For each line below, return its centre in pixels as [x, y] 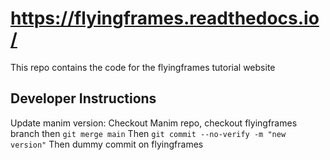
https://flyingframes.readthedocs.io [165, 18]
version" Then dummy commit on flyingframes [107, 144]
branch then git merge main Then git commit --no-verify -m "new [148, 133]
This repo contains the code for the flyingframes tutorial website [143, 67]
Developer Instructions [83, 98]
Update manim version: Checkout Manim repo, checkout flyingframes [154, 123]
